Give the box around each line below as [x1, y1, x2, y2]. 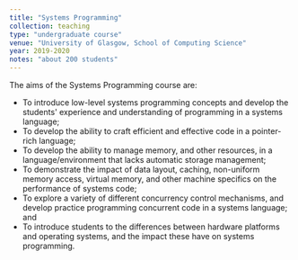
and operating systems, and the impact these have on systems [22, 231, 255, 241]
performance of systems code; [22, 184, 137, 193]
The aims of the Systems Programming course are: [9, 80, 197, 90]
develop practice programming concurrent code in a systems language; [22, 202, 288, 212]
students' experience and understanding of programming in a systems [22, 107, 283, 117]
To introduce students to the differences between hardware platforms [22, 221, 280, 232]
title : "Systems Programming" [9, 13, 123, 22]
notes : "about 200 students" [9, 55, 118, 64]
